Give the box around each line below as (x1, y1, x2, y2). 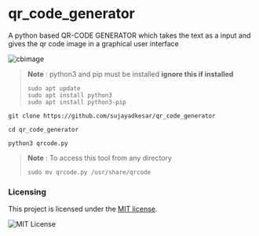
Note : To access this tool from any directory (27, 153, 173, 162)
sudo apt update (27, 84, 81, 93)
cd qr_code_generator (8, 125, 79, 133)
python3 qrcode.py (8, 139, 68, 147)
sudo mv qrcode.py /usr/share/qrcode (27, 168, 151, 176)
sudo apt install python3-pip (27, 98, 127, 106)
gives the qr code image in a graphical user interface (8, 38, 179, 48)
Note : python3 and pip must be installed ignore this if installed (27, 69, 234, 78)
